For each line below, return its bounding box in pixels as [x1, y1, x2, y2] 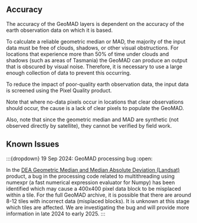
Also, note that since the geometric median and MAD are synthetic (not [6, 116, 179, 123]
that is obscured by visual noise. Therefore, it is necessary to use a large [6, 63, 183, 70]
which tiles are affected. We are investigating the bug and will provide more [6, 204, 189, 211]
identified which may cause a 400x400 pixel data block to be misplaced [6, 185, 181, 192]
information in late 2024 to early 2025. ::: [6, 210, 106, 217]
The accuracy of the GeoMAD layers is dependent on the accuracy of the [6, 20, 185, 27]
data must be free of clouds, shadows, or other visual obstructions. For [6, 44, 179, 51]
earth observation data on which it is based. [6, 26, 113, 34]
